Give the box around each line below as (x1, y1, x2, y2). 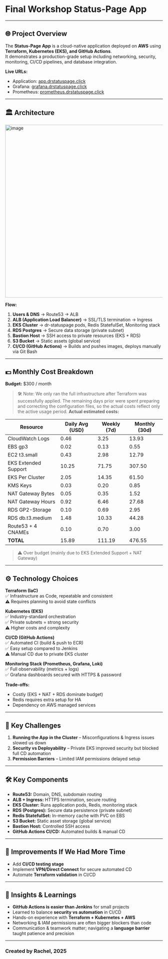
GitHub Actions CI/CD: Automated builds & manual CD (12, 828, 125, 834)
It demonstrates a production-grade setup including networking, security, (5, 53, 156, 59)
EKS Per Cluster (7, 474, 45, 481)
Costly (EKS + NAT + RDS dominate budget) (12, 691, 103, 697)
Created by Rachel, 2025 (5, 947, 67, 954)
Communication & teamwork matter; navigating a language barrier (12, 925, 150, 931)
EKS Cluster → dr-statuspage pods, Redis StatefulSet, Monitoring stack (12, 321, 160, 328)
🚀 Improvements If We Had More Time (5, 847, 126, 856)
